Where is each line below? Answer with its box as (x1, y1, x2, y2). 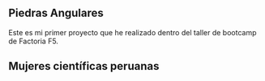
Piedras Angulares (8, 6, 104, 20)
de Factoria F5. (8, 36, 59, 46)
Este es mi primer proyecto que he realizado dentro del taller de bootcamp (8, 27, 257, 37)
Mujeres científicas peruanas (8, 59, 160, 73)
